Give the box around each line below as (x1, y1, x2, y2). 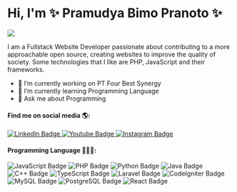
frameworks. (7, 65, 45, 74)
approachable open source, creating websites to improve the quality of (7, 50, 216, 59)
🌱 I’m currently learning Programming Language (17, 86, 159, 95)
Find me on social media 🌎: (7, 111, 91, 119)
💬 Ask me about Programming (17, 94, 106, 103)
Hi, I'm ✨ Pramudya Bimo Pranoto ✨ (7, 5, 223, 21)
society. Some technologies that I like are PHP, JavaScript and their (7, 57, 206, 66)
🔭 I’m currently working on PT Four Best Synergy (17, 79, 162, 87)
